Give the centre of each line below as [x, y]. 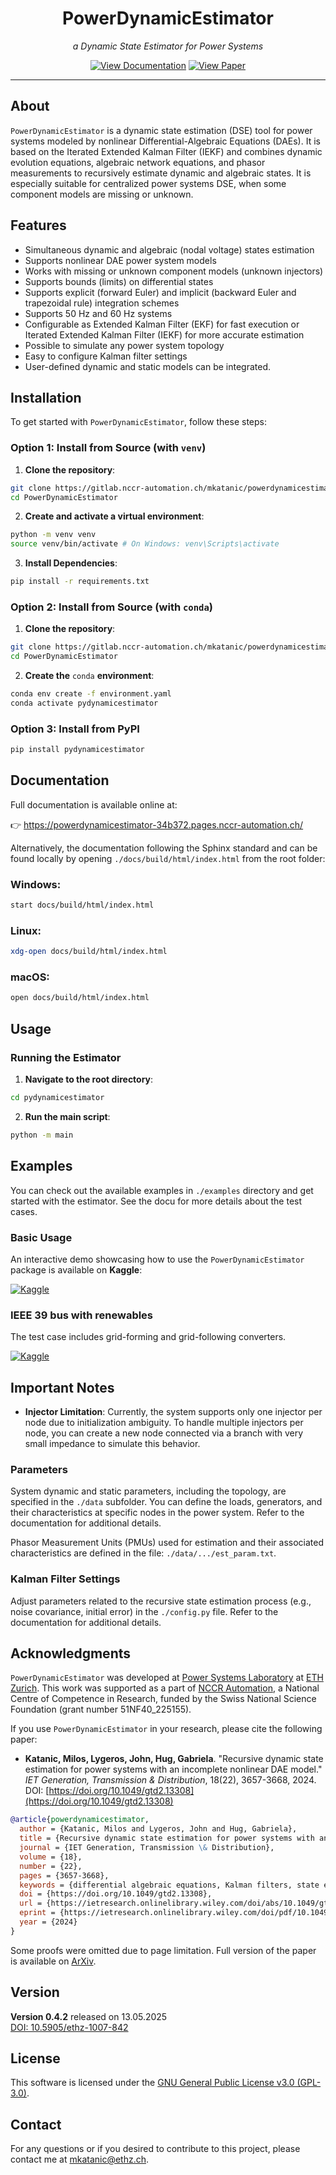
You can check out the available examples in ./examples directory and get [162, 1190]
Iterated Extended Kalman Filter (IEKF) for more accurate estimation [164, 334]
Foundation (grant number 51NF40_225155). [101, 1709]
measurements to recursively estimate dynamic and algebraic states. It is [161, 173]
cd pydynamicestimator [57, 1098]
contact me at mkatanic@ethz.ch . [80, 2159]
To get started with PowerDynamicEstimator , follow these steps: [139, 422]
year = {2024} [48, 1922]
